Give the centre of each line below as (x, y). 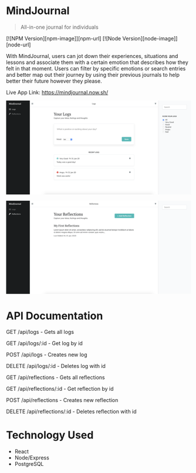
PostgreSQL (29, 464)
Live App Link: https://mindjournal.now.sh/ (57, 92)
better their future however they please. (54, 81)
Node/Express (32, 458)
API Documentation (55, 316)
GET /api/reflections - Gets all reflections (55, 377)
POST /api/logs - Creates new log (47, 355)
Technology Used (50, 435)
